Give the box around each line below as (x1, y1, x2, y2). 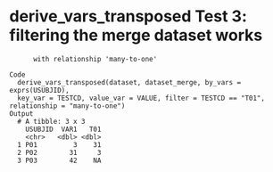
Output (9, 109, 34, 118)
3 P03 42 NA (17, 156, 102, 165)
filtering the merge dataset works (9, 25, 263, 45)
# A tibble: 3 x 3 (17, 117, 87, 126)
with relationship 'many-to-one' (32, 54, 158, 63)
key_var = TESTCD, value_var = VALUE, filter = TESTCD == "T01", (17, 94, 266, 102)
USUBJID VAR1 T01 (25, 125, 102, 134)
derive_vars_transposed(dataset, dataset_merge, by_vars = (17, 78, 242, 86)
